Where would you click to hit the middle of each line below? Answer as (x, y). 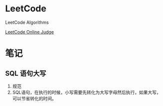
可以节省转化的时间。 (34, 98)
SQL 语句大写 (26, 73)
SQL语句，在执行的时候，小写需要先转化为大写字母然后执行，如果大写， (86, 92)
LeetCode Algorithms (27, 22)
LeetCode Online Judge (29, 32)
